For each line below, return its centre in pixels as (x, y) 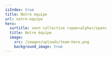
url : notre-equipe (24, 19)
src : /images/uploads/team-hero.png (52, 42)
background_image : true (38, 47)
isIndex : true (20, 10)
